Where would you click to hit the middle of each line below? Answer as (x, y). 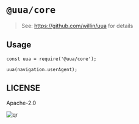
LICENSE (23, 88)
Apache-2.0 (21, 103)
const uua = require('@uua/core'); (52, 59)
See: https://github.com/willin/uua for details (77, 26)
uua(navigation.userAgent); (42, 69)
